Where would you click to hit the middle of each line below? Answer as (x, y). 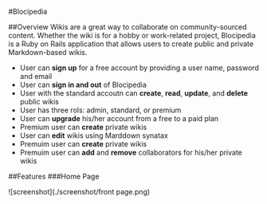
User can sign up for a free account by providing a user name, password (139, 68)
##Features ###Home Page (54, 176)
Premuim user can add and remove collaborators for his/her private (131, 152)
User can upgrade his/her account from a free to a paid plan (119, 118)
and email (36, 76)
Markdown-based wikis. (48, 52)
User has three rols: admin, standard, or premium (100, 110)
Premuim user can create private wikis (83, 144)
